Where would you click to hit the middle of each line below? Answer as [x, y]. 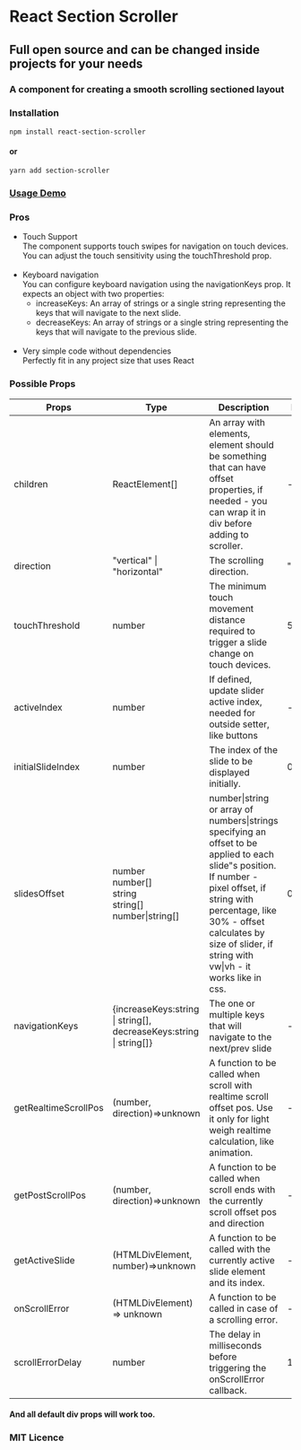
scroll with [231, 1085]
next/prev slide [241, 1048]
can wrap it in [237, 511]
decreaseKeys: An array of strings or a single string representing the [162, 323]
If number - [233, 877]
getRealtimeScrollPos [59, 1107]
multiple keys [237, 1014]
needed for [232, 712]
